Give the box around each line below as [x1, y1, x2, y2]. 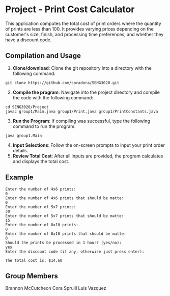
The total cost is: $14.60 [5, 258, 63, 263]
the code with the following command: [12, 94, 93, 100]
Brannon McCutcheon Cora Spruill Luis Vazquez [5, 285, 106, 291]
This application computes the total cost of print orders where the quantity [5, 20, 161, 26]
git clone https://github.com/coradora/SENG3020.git [5, 80, 120, 85]
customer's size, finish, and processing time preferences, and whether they [5, 31, 164, 37]
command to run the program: [12, 123, 76, 129]
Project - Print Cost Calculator [5, 4, 135, 15]
